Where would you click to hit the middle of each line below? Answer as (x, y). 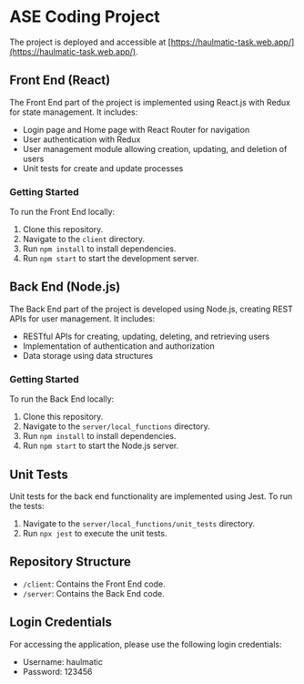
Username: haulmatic (62, 661)
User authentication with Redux (81, 139)
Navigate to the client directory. (84, 240)
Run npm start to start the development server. (111, 259)
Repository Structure (71, 562)
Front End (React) (60, 81)
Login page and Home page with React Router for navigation (136, 129)
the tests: (27, 505)
